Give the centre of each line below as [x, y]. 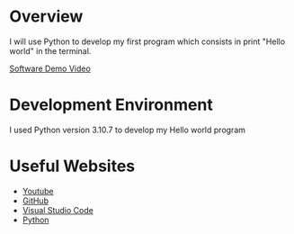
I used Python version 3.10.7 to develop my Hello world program [127, 130]
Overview [46, 17]
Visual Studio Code [58, 210]
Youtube [38, 191]
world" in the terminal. [50, 50]
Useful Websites [72, 166]
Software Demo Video [50, 68]
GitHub [36, 201]
